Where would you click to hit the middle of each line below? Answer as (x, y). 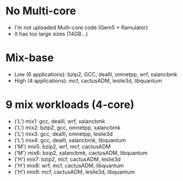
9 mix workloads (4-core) (70, 105)
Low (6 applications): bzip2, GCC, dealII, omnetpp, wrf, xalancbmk (96, 74)
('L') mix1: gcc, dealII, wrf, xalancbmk (60, 121)
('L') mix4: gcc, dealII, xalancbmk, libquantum (70, 140)
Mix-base (30, 58)
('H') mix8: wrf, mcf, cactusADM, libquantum (69, 166)
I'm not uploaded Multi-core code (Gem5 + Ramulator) (81, 27)
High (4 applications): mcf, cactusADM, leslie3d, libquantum (88, 80)
